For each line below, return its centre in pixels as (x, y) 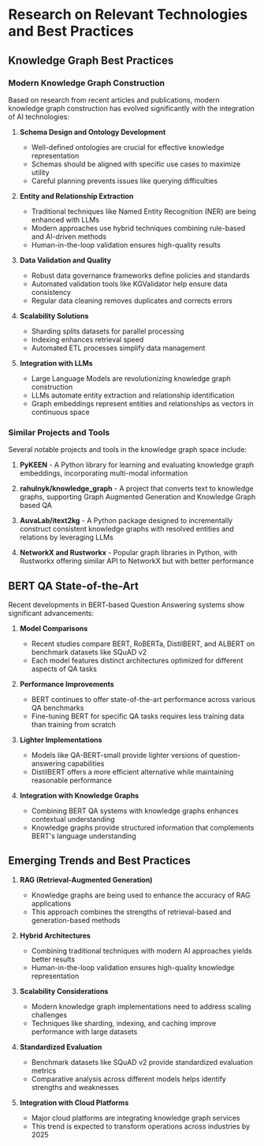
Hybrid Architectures (55, 935)
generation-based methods (76, 920)
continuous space (60, 412)
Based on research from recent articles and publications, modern (114, 99)
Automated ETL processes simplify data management (118, 348)
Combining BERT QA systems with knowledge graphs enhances (135, 811)
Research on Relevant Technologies (128, 15)
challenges (49, 1014)
